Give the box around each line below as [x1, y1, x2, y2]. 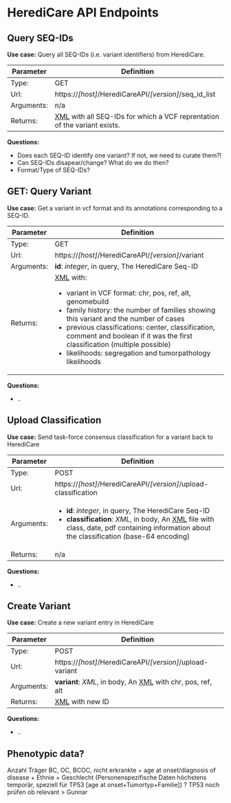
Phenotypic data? [7, 747, 85, 760]
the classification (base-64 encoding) [66, 531, 190, 541]
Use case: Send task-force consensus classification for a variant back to [7, 433, 214, 441]
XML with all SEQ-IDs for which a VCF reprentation [54, 112, 220, 121]
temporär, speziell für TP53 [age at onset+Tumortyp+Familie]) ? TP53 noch [7, 781, 220, 789]
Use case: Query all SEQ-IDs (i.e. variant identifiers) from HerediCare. [7, 50, 206, 58]
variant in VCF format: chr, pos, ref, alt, [66, 288, 191, 297]
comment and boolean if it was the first [66, 331, 192, 341]
